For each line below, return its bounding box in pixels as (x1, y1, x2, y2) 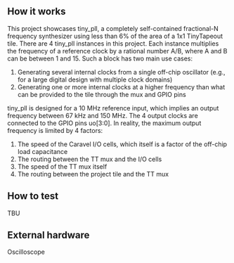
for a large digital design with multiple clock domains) (17, 75, 173, 84)
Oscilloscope (7, 248, 46, 256)
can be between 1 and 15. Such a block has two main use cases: (7, 54, 193, 63)
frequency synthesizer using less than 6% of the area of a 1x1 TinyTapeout (7, 32, 223, 40)
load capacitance (17, 147, 68, 155)
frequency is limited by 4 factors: (7, 126, 103, 134)
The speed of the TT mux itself (17, 162, 108, 171)
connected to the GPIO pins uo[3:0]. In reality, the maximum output (7, 119, 202, 127)
